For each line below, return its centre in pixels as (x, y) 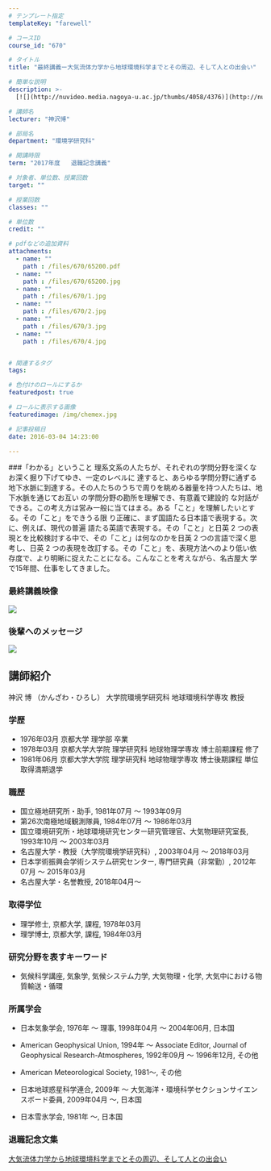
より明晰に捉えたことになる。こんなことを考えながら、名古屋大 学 (147, 558)
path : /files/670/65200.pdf (72, 266)
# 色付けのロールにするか (45, 385)
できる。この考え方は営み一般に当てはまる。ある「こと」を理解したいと (128, 508)
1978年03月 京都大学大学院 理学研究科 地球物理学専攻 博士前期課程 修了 (140, 749)
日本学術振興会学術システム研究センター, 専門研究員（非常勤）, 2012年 (138, 862)
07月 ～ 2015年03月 (53, 872)
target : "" (27, 185)
